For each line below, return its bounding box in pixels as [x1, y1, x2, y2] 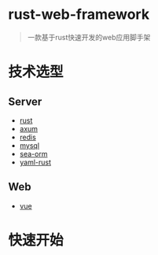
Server [8, 94, 42, 108]
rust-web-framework [8, 6, 150, 24]
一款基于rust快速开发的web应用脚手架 [27, 32, 151, 42]
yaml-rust [19, 157, 52, 167]
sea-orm [19, 149, 48, 158]
